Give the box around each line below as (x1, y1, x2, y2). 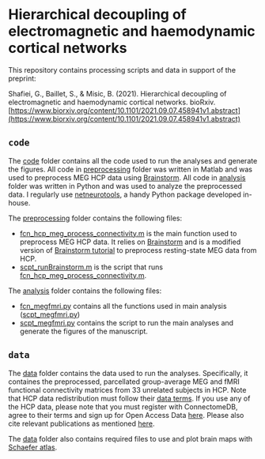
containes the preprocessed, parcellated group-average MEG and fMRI (8, 377, 240, 386)
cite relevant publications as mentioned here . (8, 419, 155, 428)
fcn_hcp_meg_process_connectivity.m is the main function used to (19, 228, 237, 238)
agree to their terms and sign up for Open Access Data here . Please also (8, 410, 244, 419)
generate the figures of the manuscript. (19, 326, 149, 336)
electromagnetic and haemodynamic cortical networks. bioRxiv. (8, 97, 216, 107)
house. (8, 198, 31, 207)
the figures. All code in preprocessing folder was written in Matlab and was (8, 164, 253, 174)
